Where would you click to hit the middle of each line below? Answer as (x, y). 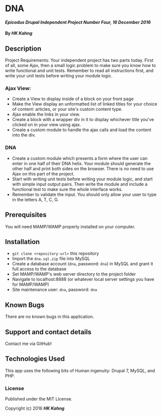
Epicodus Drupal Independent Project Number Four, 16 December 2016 (78, 22)
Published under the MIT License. (39, 399)
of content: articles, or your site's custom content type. (67, 109)
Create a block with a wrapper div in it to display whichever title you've (83, 120)
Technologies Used (35, 359)
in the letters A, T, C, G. (36, 199)
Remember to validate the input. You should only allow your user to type (84, 194)
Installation (22, 242)
